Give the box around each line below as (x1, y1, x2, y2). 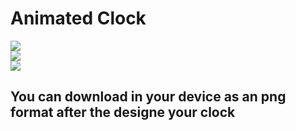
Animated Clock (10, 7, 147, 30)
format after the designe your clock (10, 104, 236, 121)
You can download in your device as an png (10, 88, 287, 106)
